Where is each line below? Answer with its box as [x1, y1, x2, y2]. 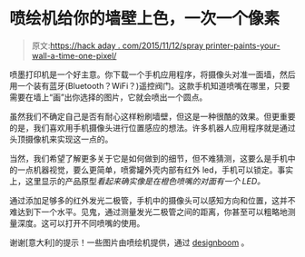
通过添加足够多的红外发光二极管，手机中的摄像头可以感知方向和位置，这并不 [9, 194, 296, 205]
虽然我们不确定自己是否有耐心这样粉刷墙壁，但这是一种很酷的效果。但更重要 [9, 111, 296, 122]
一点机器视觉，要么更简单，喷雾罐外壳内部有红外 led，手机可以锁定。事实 [16, 164, 294, 175]
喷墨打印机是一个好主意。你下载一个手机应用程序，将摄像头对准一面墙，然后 [9, 69, 296, 80]
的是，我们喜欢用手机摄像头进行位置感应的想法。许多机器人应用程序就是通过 [9, 122, 296, 133]
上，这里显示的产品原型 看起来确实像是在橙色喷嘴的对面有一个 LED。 [9, 175, 266, 186]
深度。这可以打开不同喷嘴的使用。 [16, 217, 145, 228]
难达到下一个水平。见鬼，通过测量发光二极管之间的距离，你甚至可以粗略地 [9, 206, 288, 217]
